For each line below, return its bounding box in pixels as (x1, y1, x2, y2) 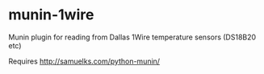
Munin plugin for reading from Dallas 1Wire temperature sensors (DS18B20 (8, 32, 257, 42)
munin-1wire (8, 6, 94, 24)
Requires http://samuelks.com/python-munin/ (8, 56, 160, 66)
